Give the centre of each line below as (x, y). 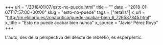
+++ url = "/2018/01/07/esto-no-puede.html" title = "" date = (66, 7)
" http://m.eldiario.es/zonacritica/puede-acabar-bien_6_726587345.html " (78, 17)
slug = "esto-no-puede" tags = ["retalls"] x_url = (96, 12)
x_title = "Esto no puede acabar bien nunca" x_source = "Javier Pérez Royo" (81, 22)
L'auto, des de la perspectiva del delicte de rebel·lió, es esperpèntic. (74, 37)
